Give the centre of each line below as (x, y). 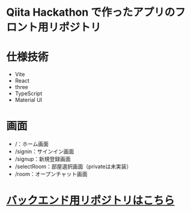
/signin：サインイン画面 (44, 152)
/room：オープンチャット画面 (51, 174)
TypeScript (29, 93)
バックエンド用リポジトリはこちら (91, 201)
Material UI (29, 100)
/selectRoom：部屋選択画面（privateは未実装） (73, 167)
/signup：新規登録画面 (43, 159)
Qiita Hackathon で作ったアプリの (91, 12)
